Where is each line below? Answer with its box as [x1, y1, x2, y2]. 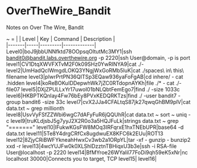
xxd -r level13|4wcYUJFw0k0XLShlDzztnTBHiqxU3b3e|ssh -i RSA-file [6, 142, 177, 150]
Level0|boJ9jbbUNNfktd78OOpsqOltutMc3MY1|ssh [6, 47, 132, 55]
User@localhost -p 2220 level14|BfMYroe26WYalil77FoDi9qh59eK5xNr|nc [6, 148, 188, 156]
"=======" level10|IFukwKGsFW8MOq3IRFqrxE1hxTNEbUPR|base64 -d [6, 123, 184, 131]
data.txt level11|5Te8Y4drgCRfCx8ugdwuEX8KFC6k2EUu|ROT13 [6, 129, 164, 137]
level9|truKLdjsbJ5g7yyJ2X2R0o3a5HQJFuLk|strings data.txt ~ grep [10, 117, 179, 124]
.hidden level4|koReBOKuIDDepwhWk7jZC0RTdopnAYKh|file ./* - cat [6, 79, 175, 87]
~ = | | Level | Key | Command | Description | [6, 35, 115, 42]
